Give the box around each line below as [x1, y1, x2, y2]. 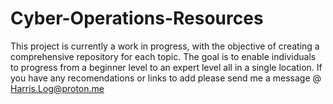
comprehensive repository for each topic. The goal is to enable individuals [10, 50, 317, 62]
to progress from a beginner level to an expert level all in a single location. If [10, 61, 323, 73]
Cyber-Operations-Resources [10, 7, 264, 30]
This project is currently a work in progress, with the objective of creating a [10, 40, 320, 52]
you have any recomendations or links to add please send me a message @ [10, 72, 322, 84]
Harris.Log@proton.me [10, 82, 105, 94]
